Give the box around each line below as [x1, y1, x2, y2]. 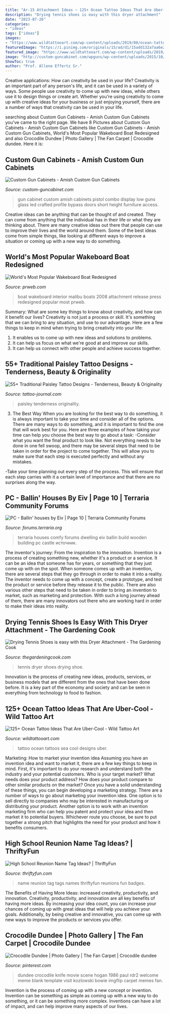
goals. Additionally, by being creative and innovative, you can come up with [5, 911, 162, 917]
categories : [5, 21, 30, 27]
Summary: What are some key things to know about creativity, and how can [5, 309, 162, 315]
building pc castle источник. [17, 540, 77, 546]
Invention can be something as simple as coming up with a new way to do [5, 992, 158, 998]
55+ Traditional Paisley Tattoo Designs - [5, 360, 133, 369]
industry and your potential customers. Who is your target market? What [5, 771, 155, 777]
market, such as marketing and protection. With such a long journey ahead [5, 592, 160, 599]
